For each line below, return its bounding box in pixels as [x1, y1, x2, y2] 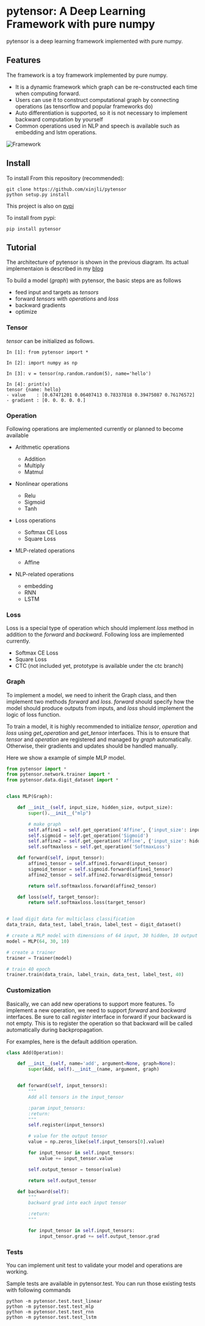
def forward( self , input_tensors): [17, 1082, 108, 1089]
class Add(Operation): [6, 1049, 64, 1056]
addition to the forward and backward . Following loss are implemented [6, 631, 184, 639]
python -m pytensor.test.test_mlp [6, 1303, 95, 1310]
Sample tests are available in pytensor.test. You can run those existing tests [6, 1280, 196, 1288]
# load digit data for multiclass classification [6, 916, 135, 922]
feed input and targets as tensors [15, 289, 99, 296]
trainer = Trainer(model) [6, 955, 72, 961]
